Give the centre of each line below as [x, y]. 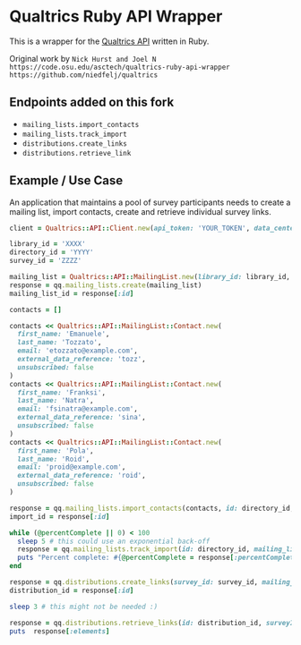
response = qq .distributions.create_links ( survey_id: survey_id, [133, 582]
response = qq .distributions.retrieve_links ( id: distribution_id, [136, 623]
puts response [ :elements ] [60, 631]
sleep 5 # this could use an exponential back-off [114, 541]
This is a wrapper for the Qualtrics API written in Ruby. [109, 41]
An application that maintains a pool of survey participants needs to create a [150, 202]
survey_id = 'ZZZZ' [46, 261]
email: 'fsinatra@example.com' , [78, 409]
